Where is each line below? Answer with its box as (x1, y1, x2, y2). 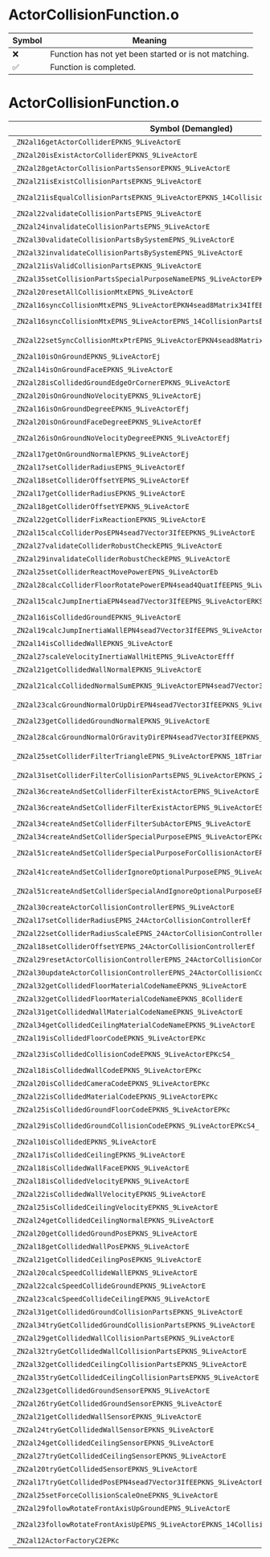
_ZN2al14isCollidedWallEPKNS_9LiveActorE (12, 639, 174, 648)
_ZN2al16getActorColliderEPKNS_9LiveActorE (12, 137, 182, 147)
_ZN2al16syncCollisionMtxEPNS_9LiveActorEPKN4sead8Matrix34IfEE (12, 300, 264, 309)
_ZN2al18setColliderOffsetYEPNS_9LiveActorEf (12, 475, 190, 485)
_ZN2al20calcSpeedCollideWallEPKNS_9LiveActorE (12, 1268, 198, 1277)
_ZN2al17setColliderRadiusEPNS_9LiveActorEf (12, 462, 186, 472)
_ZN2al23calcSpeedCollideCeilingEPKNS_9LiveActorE (12, 1294, 211, 1303)
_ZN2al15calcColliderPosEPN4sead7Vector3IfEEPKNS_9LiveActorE (12, 528, 256, 537)
